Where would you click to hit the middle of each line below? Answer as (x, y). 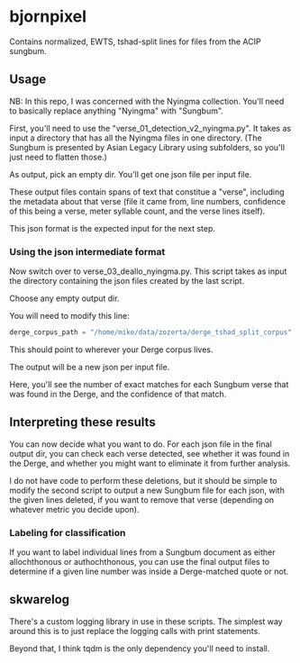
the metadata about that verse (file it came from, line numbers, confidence (148, 201)
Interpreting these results (82, 422)
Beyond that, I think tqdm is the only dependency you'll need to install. (140, 648)
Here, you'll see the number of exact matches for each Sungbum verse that (149, 384)
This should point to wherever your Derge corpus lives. (111, 350)
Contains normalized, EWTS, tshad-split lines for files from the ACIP (135, 41)
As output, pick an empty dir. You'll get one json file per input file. (131, 174)
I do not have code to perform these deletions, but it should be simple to (143, 480)
